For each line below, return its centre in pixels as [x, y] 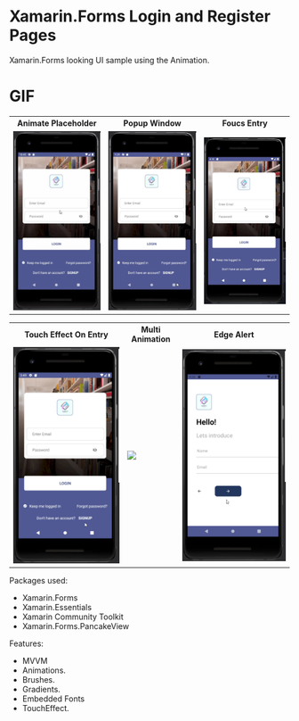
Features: [27, 643]
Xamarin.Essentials [57, 607]
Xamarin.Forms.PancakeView [76, 626]
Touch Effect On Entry [66, 334]
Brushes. [38, 679]
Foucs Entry [245, 123]
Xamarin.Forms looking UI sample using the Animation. [109, 60]
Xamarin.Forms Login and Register [140, 17]
